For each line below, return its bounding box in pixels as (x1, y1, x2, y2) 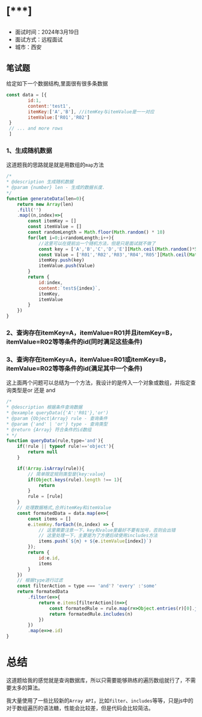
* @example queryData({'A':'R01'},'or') (6, 410, 109, 416)
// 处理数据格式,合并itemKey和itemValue (17, 504, 111, 511)
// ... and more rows (8, 125, 63, 132)
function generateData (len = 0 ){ (6, 196, 85, 202)
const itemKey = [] (28, 218, 77, 224)
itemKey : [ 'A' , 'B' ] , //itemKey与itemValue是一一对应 (28, 108, 155, 115)
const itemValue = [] (28, 224, 82, 230)
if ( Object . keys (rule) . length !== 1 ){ (28, 477, 122, 483)
